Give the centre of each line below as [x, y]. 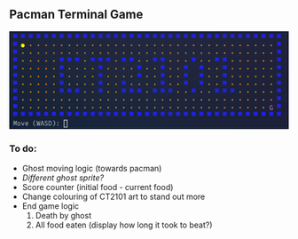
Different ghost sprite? [63, 178]
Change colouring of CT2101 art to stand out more [114, 196]
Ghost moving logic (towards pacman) [92, 168]
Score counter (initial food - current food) [98, 187]
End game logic [51, 206]
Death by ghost [63, 215]
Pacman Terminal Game [76, 15]
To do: [23, 148]
